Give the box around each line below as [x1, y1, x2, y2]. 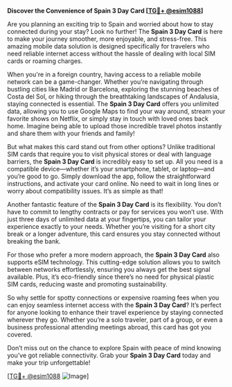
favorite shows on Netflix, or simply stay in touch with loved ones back [7, 114, 209, 123]
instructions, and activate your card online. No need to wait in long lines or [7, 180, 220, 187]
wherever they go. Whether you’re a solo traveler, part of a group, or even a [7, 316, 223, 324]
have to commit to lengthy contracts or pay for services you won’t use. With [7, 208, 224, 216]
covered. [7, 330, 33, 338]
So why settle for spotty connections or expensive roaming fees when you [7, 293, 220, 302]
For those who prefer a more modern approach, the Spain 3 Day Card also [7, 250, 220, 259]
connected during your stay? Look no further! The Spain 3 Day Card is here [7, 28, 223, 35]
